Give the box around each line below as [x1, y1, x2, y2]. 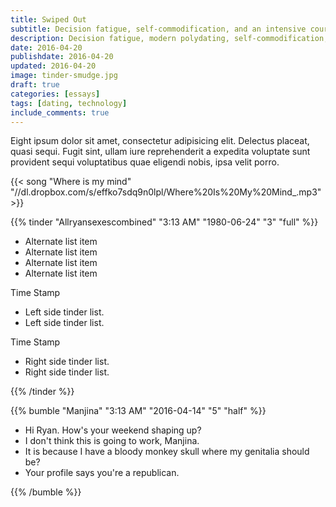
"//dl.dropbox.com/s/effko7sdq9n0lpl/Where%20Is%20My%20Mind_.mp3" [10, 186, 322, 198]
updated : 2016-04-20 [10, 61, 97, 71]
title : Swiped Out [10, 14, 87, 25]
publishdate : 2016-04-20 [10, 52, 114, 62]
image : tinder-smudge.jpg [10, 71, 118, 81]
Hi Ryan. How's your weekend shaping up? [24, 424, 202, 436]
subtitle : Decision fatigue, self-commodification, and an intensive [10, 24, 307, 34]
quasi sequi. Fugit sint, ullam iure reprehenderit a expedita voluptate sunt [10, 146, 311, 158]
